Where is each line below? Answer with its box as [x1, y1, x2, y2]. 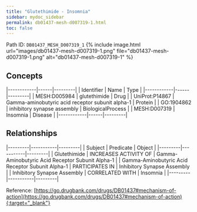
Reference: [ [6, 187, 36, 194]
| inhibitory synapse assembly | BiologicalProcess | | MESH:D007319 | [6, 105, 175, 112]
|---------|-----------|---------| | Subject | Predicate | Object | [6, 144, 156, 151]
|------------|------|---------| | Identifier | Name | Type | [6, 87, 142, 94]
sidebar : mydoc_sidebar [6, 14, 65, 20]
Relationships [6, 128, 58, 138]
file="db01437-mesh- [116, 48, 169, 55]
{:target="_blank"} [6, 199, 51, 206]
